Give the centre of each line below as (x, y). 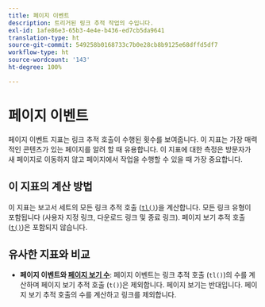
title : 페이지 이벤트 (39, 15)
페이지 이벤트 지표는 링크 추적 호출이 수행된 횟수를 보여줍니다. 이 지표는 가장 (126, 139)
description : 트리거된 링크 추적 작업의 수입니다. (81, 23)
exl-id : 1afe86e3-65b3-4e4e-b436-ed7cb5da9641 (86, 30)
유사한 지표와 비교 (49, 254)
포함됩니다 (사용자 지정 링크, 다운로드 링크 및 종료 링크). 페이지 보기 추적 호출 (127, 217)
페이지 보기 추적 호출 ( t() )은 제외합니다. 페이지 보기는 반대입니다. (142, 285)
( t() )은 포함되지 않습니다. (48, 227)
